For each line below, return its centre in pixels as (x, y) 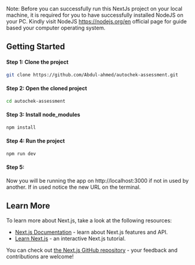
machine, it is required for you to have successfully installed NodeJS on (95, 15)
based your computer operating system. (56, 28)
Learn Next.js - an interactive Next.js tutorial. (70, 238)
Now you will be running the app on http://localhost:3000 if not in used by (97, 180)
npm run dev (21, 154)
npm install (21, 127)
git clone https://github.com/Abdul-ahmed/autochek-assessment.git (92, 75)
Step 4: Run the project (35, 141)
